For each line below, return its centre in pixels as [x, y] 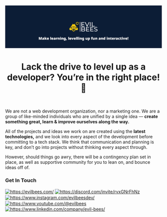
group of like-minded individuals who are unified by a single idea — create [82, 116]
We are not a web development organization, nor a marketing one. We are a [83, 111]
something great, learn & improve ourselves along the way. [67, 122]
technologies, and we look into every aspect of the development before [79, 137]
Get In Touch [21, 181]
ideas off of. [17, 168]
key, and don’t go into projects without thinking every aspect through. [76, 147]
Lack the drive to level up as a [83, 66]
